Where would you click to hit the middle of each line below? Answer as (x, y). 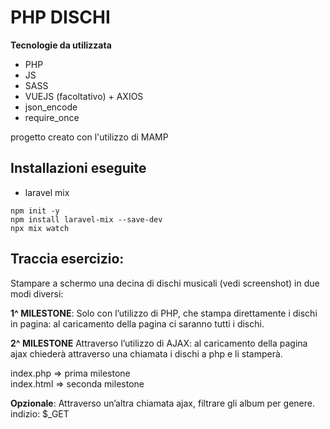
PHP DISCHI (60, 17)
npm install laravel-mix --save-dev (86, 219)
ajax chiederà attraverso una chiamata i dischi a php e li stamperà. (146, 353)
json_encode (51, 107)
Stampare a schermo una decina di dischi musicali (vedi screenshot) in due (165, 283)
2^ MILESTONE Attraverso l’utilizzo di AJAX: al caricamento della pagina (159, 343)
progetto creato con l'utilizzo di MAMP (89, 137)
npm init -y (35, 211)
